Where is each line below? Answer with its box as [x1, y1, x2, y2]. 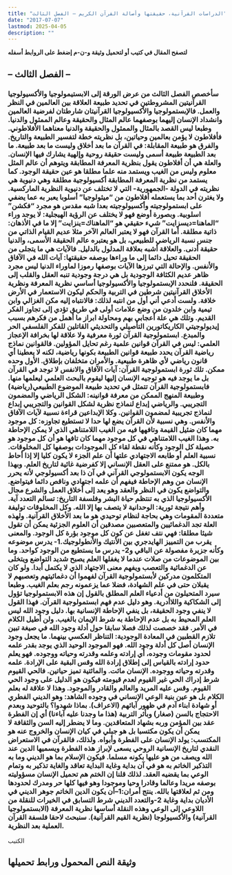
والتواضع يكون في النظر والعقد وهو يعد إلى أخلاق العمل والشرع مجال [8, 485, 209, 495]
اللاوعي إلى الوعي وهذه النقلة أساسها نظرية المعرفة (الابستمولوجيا [8, 803, 204, 813]
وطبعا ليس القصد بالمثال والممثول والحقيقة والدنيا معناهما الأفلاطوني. [8, 123, 212, 133]
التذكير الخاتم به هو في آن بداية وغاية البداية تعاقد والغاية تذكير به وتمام [8, 761, 212, 770]
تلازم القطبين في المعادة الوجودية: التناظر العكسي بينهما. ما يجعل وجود [8, 631, 215, 641]
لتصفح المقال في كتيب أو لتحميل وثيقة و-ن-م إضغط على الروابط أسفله [8, 48, 188, 56]
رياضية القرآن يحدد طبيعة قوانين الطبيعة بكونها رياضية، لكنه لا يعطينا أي [8, 347, 214, 357]
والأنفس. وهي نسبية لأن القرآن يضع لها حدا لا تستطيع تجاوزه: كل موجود [8, 416, 215, 426]
